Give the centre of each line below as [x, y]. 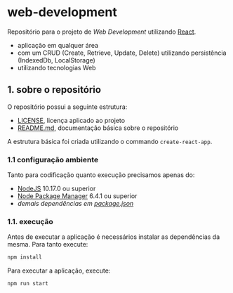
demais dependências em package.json [75, 204]
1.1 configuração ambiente [53, 159]
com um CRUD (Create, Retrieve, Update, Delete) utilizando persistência [122, 53]
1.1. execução [31, 221]
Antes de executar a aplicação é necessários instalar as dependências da [114, 237]
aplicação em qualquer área [58, 45]
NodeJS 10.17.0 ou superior [56, 189]
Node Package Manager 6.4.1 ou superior [77, 196]
